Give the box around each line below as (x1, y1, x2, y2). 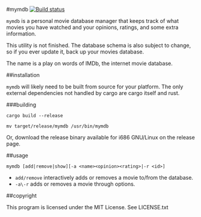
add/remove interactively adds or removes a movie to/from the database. (14, 174, 194, 181)
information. (6, 30, 37, 37)
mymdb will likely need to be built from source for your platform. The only (6, 83, 184, 90)
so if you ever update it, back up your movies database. (6, 48, 144, 55)
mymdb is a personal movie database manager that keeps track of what (6, 17, 179, 24)
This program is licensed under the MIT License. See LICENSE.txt (6, 204, 169, 210)
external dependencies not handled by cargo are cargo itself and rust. (6, 90, 180, 96)
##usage (6, 152, 29, 159)
